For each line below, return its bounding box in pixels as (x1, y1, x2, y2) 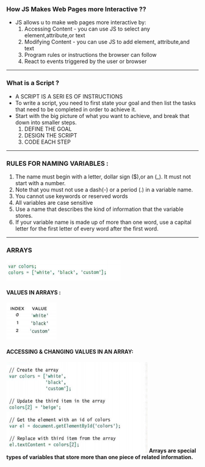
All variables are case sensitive (15, 199, 93, 206)
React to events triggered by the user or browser (24, 57, 147, 65)
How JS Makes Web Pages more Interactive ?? (6, 5, 146, 13)
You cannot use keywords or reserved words (15, 192, 128, 200)
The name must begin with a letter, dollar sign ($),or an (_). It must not (15, 173, 191, 180)
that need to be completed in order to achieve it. (15, 106, 137, 113)
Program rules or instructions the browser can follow (24, 51, 157, 59)
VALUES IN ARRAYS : (6, 289, 61, 296)
